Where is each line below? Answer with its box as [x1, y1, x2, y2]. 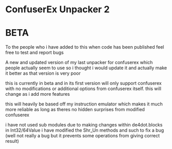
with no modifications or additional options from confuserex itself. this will [5, 86, 162, 92]
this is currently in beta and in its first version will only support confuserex [5, 80, 162, 87]
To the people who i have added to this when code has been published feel [5, 44, 164, 50]
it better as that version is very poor [5, 70, 81, 76]
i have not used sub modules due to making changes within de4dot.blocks [5, 122, 163, 128]
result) [5, 138, 20, 144]
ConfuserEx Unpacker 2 [5, 4, 110, 15]
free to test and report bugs [5, 50, 64, 56]
